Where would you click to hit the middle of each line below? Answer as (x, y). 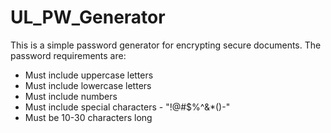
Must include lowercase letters (88, 85)
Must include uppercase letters (89, 75)
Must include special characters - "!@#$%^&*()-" (127, 107)
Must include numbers (71, 96)
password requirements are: (68, 55)
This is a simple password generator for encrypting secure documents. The (166, 45)
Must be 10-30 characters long (88, 117)
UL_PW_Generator (88, 17)
